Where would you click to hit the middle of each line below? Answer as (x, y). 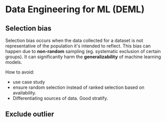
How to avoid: (20, 72)
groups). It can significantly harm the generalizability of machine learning (83, 57)
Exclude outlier (30, 114)
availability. (25, 93)
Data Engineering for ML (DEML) (75, 9)
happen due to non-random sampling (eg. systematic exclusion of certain (83, 51)
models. (14, 62)
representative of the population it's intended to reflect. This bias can (78, 46)
